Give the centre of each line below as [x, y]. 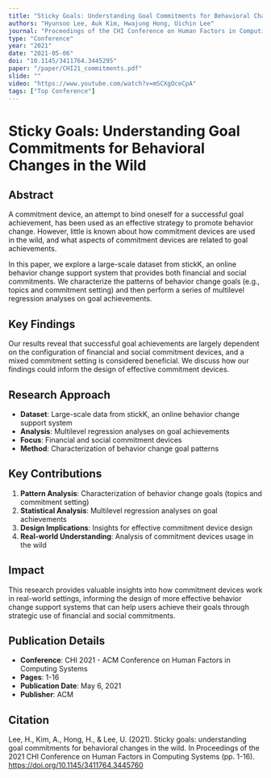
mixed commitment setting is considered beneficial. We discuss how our [129, 361]
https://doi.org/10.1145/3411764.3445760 [76, 765]
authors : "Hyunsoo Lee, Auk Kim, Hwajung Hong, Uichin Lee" [112, 23]
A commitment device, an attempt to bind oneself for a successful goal [126, 214]
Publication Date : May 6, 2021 [71, 686]
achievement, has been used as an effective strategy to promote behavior [131, 223]
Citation [29, 720]
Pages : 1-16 [40, 677]
